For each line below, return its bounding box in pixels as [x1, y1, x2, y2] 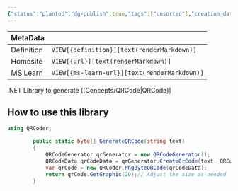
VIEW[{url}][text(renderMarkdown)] [51, 57, 171, 65]
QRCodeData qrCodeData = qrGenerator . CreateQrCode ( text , [45, 157, 217, 165]
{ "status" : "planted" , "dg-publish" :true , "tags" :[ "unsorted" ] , [7, 10, 192, 18]
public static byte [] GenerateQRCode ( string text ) [33, 138, 186, 145]
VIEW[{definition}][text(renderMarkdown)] [51, 45, 197, 54]
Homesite [11, 56, 43, 66]
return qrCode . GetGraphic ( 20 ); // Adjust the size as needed [45, 170, 227, 178]
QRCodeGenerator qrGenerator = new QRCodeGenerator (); [45, 151, 211, 158]
